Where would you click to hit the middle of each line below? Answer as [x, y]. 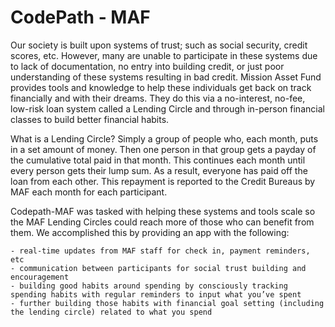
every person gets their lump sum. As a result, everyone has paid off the [159, 170]
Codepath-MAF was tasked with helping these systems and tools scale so [163, 211]
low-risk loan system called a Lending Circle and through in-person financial [167, 108]
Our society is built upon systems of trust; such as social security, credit [159, 45]
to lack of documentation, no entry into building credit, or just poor [147, 66]
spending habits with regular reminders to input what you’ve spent [156, 294]
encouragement [40, 277]
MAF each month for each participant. [89, 192]
